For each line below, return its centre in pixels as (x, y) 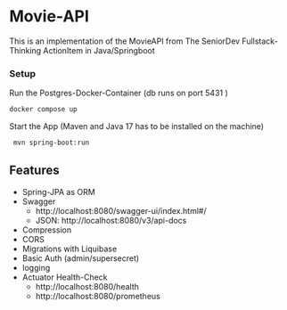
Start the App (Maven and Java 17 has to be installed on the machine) (137, 126)
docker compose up (43, 110)
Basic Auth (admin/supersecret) (81, 258)
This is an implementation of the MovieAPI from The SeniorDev (125, 41)
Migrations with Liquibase (70, 249)
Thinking (25, 50)
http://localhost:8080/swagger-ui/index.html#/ (121, 210)
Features (34, 171)
